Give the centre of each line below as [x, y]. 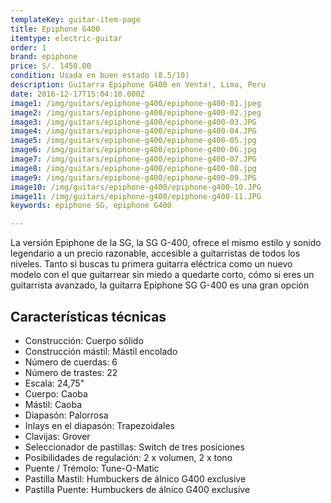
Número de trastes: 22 [71, 372]
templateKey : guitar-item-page [75, 19]
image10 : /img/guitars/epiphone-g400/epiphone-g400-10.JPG [136, 187]
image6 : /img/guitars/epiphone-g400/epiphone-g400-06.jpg [133, 150]
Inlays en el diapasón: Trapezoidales [99, 425]
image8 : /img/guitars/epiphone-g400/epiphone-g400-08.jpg [133, 168]
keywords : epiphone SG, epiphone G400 [91, 206]
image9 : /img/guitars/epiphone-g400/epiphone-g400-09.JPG [133, 177]
